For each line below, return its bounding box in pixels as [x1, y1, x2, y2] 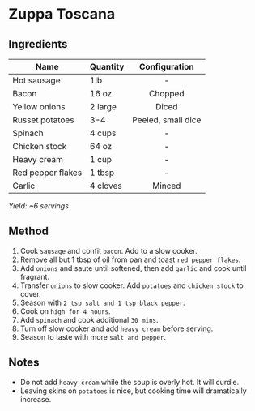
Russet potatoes [12, 114, 74, 126]
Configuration [138, 62, 194, 72]
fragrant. [19, 272, 50, 281]
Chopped [148, 88, 185, 99]
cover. [19, 289, 42, 298]
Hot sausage [12, 75, 61, 86]
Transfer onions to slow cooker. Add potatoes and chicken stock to [19, 280, 244, 290]
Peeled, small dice [132, 114, 202, 126]
